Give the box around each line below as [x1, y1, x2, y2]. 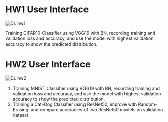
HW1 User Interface [5, 4, 89, 15]
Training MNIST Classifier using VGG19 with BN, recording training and [12, 85, 160, 91]
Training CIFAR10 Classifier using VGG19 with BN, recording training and [5, 30, 156, 36]
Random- [138, 101, 157, 107]
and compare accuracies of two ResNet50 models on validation [30, 106, 163, 112]
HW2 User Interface [5, 59, 91, 70]
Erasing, [12, 106, 30, 112]
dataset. [12, 112, 30, 118]
